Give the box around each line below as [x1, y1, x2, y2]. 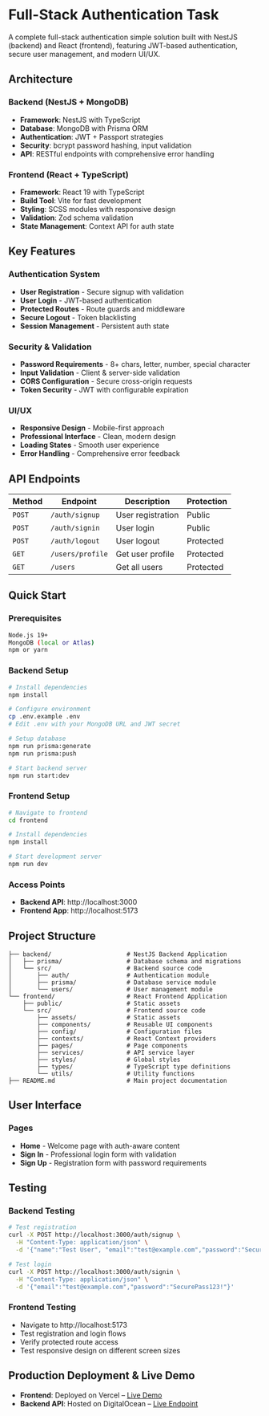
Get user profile [115, 548, 175, 559]
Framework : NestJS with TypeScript [19, 115, 141, 124]
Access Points [8, 879, 66, 890]
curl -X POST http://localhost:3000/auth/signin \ [8, 1267, 181, 1276]
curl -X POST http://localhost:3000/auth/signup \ [8, 1231, 181, 1239]
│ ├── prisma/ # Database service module [8, 979, 217, 987]
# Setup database [8, 734, 66, 743]
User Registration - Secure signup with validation [19, 287, 184, 296]
